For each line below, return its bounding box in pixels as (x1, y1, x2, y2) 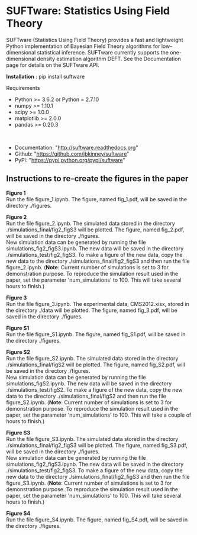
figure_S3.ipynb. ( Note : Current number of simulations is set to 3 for (6, 479, 172, 486)
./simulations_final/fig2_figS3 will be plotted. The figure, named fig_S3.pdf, (6, 441, 188, 449)
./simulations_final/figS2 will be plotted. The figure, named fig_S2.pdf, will (6, 361, 185, 368)
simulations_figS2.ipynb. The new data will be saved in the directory (6, 380, 172, 387)
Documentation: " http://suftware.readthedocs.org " (14, 144, 138, 151)
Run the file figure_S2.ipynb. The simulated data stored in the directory (6, 354, 179, 362)
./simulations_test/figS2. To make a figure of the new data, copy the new (6, 386, 183, 393)
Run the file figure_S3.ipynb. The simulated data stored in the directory (6, 435, 179, 442)
